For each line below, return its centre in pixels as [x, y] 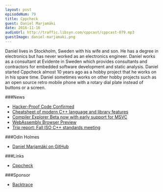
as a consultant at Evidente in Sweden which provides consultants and [76, 61]
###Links [15, 156]
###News [15, 97]
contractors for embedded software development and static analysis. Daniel [81, 66]
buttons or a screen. [25, 87]
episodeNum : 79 [21, 14]
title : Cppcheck [22, 19]
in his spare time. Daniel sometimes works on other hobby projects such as [81, 77]
